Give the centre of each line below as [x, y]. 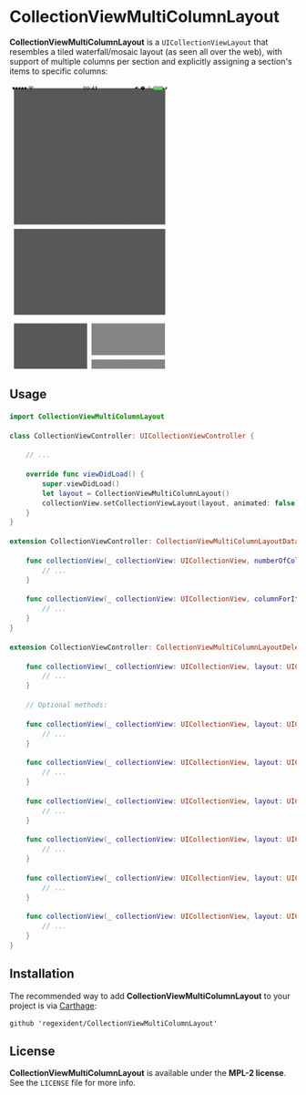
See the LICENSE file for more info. [73, 1083]
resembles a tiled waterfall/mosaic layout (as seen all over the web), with [146, 51]
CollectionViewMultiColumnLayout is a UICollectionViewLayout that [139, 42]
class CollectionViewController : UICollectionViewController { [132, 436]
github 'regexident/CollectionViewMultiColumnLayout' [114, 1023]
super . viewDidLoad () [81, 484]
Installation [42, 974]
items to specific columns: [59, 71]
